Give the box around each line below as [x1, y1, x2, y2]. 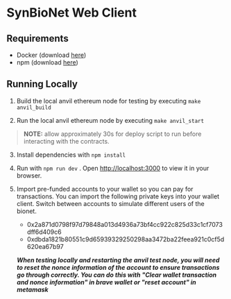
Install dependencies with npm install [16, 151, 126, 159]
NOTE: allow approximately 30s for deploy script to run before [23, 130, 202, 138]
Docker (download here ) [16, 51, 87, 59]
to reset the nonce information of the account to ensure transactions [16, 263, 220, 271]
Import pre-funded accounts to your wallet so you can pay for [16, 185, 194, 193]
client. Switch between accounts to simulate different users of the [16, 199, 205, 207]
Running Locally [6, 78, 78, 90]
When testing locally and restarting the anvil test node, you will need [16, 255, 220, 264]
